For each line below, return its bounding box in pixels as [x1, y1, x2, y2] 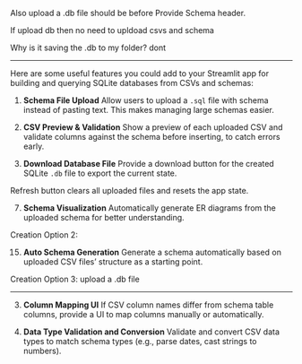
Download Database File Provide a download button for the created [22, 159, 274, 169]
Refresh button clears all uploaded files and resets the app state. [10, 186, 249, 195]
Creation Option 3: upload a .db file [10, 273, 140, 284]
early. [22, 141, 45, 152]
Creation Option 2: [10, 230, 79, 240]
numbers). [22, 345, 62, 356]
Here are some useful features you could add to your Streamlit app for [10, 68, 270, 79]
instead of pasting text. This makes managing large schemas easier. [22, 105, 274, 115]
